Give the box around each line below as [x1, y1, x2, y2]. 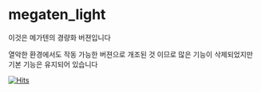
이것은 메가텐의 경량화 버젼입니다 [8, 33, 112, 42]
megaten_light [8, 6, 106, 24]
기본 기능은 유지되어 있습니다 [8, 59, 98, 69]
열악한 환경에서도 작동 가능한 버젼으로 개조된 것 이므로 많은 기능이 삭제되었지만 [8, 49, 254, 59]
